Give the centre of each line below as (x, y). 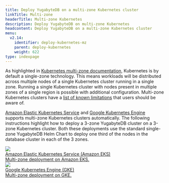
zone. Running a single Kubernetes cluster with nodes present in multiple (81, 87)
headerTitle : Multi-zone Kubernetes (44, 19)
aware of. (15, 103)
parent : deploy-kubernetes (43, 47)
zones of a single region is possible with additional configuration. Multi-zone (84, 92)
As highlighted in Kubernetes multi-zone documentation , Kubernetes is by (82, 71)
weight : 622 (27, 52)
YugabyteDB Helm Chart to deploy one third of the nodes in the (82, 134)
